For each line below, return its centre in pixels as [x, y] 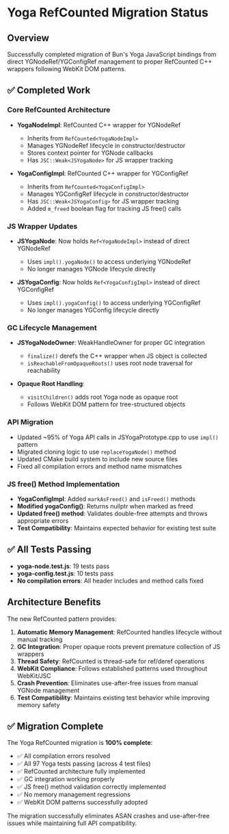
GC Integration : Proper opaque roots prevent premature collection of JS [119, 646]
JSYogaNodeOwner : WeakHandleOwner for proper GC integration [111, 343]
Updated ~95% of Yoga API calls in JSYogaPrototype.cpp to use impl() [118, 437]
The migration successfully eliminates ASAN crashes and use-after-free [108, 816]
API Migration [30, 422]
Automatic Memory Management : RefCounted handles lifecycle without [119, 632]
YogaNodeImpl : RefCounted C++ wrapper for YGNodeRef [99, 125]
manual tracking [40, 639]
